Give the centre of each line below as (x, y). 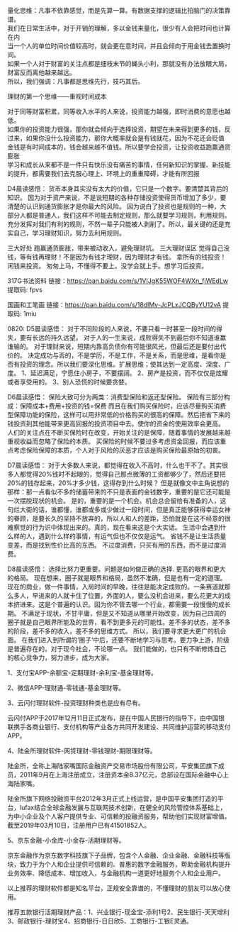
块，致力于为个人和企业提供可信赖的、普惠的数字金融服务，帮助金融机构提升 (119, 864)
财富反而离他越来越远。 (41, 72)
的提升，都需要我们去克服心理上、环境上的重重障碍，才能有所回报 (103, 173)
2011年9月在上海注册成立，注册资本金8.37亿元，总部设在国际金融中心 (121, 775)
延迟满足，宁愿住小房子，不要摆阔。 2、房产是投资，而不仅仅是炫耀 (129, 373)
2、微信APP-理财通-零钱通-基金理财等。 (66, 688)
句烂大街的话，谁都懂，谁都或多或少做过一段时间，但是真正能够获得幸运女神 (119, 510)
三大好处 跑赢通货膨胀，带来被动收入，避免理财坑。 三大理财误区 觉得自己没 (119, 248)
